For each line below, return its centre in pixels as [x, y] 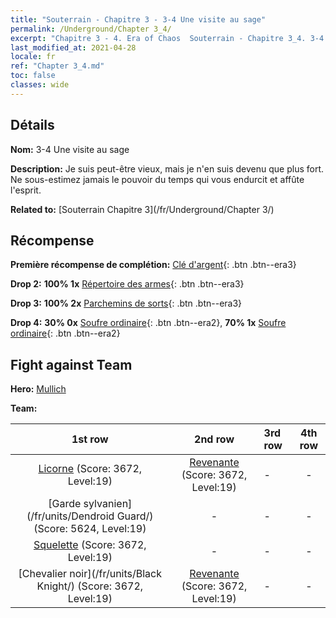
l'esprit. [26, 190]
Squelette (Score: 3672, [90, 545]
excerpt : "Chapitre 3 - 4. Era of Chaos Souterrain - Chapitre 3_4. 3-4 [167, 38]
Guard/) [135, 516]
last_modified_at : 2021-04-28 [73, 47]
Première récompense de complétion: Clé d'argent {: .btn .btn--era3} [153, 265]
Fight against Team [71, 364]
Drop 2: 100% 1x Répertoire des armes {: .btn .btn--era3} [127, 284]
